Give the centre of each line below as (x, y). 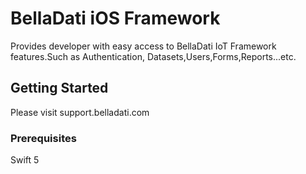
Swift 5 (25, 160)
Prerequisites (43, 138)
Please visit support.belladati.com (80, 112)
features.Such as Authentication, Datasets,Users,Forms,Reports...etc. (153, 56)
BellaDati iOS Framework (115, 18)
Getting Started (59, 88)
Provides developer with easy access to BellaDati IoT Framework (143, 46)
